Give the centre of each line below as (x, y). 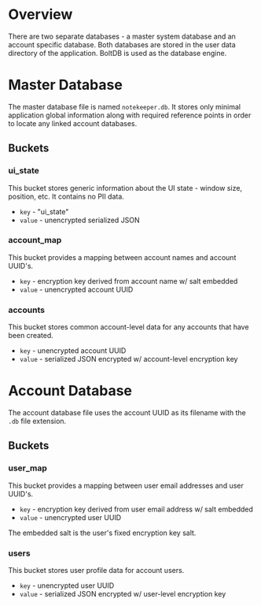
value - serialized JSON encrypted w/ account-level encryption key (129, 359)
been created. (31, 336)
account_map (35, 240)
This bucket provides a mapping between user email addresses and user (126, 485)
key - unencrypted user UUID (67, 586)
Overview (40, 15)
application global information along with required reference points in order (130, 115)
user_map (28, 468)
